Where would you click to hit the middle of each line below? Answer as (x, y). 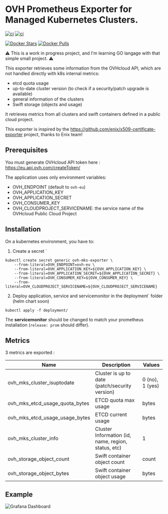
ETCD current (111, 415)
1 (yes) (151, 386)
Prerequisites (26, 150)
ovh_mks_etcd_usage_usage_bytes (49, 418)
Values (151, 365)
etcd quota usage (30, 83)
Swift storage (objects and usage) (47, 104)
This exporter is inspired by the (37, 129)
